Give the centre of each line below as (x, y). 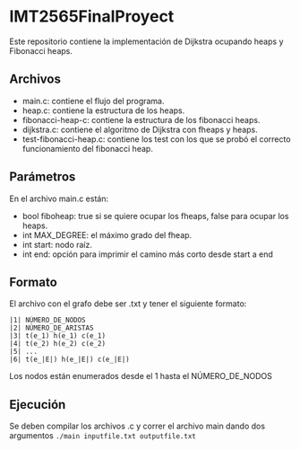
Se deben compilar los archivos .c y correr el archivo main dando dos (137, 426)
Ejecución (38, 405)
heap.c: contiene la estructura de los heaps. (103, 110)
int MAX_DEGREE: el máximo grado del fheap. (107, 234)
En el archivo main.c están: (59, 199)
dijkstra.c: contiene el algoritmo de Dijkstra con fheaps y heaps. (140, 129)
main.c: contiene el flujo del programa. (93, 101)
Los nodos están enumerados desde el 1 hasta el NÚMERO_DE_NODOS (141, 376)
